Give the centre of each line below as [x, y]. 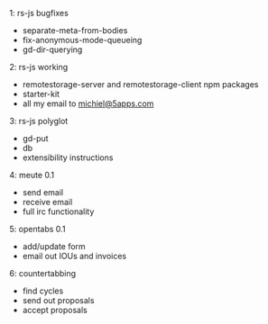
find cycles [43, 291]
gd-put [35, 138]
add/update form [54, 246]
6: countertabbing [43, 273]
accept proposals [55, 310]
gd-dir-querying [52, 49]
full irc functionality [58, 211]
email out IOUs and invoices [74, 256]
